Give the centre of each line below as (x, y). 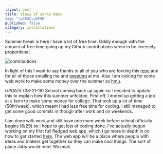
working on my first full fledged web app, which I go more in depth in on (77, 131)
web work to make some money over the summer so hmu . (63, 81)
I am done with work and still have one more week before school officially (79, 121)
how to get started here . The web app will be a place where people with (77, 136)
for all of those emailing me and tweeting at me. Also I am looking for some (80, 76)
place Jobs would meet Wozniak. (38, 147)
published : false (23, 23)
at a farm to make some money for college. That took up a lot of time (74, 101)
